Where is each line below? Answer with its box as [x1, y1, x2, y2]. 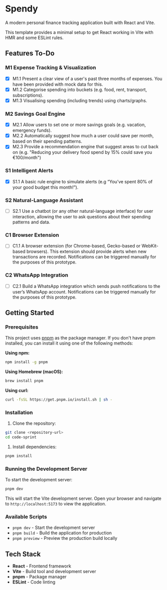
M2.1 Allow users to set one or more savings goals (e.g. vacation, [12, 122, 146, 128]
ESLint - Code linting [12, 579, 56, 585]
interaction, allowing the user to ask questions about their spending [12, 214, 151, 220]
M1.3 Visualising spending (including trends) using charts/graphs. [12, 97, 148, 103]
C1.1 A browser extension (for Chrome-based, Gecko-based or [12, 243, 141, 249]
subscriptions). [12, 92, 43, 98]
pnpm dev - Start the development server [12, 524, 95, 531]
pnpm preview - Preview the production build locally [12, 535, 118, 541]
